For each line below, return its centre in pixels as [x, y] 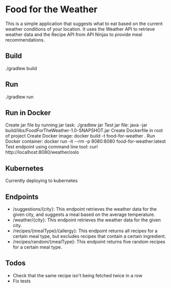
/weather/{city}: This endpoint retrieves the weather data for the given [87, 220]
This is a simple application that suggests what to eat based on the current [84, 24]
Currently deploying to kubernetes [41, 181]
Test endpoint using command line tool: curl [52, 147]
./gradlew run [19, 97]
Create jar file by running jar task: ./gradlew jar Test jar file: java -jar [76, 125]
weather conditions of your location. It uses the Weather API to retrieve [80, 29]
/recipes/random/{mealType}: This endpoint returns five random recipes [89, 242]
